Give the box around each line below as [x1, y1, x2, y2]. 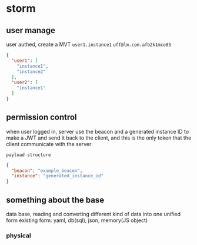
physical [6, 231, 31, 240]
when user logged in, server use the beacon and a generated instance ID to [6, 128, 189, 135]
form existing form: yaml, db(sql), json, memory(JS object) [6, 217, 148, 224]
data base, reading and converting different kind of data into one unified [6, 211, 181, 217]
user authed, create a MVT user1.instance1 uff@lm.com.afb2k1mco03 [6, 41, 172, 48]
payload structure [6, 152, 51, 158]
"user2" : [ [11, 80, 38, 85]
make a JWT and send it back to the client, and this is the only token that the [6, 134, 192, 141]
